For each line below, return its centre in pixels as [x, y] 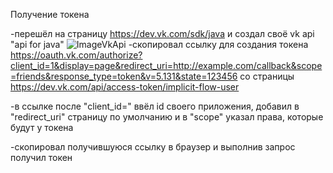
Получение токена [50, 14]
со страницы [267, 76]
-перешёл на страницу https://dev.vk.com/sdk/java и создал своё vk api [162, 33]
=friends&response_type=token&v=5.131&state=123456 [124, 76]
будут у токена [42, 127]
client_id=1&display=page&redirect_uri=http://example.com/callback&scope [166, 65]
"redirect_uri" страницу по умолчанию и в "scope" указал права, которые [167, 117]
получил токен [41, 157]
